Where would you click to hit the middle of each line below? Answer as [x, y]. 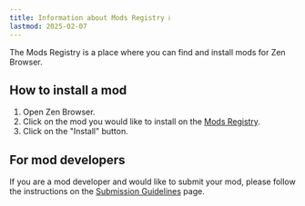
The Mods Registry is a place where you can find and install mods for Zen [147, 52]
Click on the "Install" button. [76, 132]
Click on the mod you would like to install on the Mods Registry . [142, 122]
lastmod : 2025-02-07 [49, 26]
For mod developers [67, 160]
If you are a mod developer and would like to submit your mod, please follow [152, 181]
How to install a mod [68, 90]
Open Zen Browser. [59, 112]
